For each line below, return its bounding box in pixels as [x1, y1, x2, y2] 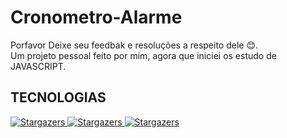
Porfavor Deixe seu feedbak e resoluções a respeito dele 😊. [10, 39, 259, 51]
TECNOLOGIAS [10, 89, 107, 106]
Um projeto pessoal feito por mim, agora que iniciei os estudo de [10, 49, 277, 61]
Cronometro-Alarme [10, 6, 183, 29]
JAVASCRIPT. [10, 60, 67, 72]
